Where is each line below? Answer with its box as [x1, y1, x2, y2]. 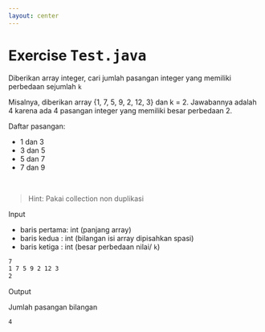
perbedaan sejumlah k [8, 81, 82, 91]
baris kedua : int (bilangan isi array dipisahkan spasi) [19, 233, 194, 243]
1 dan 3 [19, 137, 44, 146]
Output [8, 287, 31, 297]
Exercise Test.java [8, 46, 147, 64]
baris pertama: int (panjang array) [19, 224, 132, 234]
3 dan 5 [19, 146, 46, 155]
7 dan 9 [19, 162, 46, 172]
